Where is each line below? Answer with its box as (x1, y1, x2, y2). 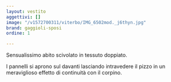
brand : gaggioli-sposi (6, 25, 62, 31)
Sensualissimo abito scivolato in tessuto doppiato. (6, 52, 128, 59)
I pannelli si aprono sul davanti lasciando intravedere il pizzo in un (6, 63, 166, 70)
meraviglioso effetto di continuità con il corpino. (6, 69, 122, 76)
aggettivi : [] (6, 14, 41, 20)
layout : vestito (6, 8, 46, 15)
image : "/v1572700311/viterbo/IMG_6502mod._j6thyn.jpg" (6, 19, 146, 25)
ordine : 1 (6, 30, 31, 36)
